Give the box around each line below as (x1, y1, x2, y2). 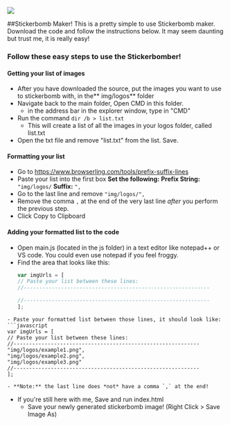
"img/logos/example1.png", (7, 346, 85, 353)
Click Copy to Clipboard (17, 212, 86, 220)
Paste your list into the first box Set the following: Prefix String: (17, 175, 201, 184)
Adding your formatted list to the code (7, 227, 120, 236)
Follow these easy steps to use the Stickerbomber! (7, 51, 182, 61)
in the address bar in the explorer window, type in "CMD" (27, 106, 191, 115)
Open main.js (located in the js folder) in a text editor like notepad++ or (17, 243, 220, 252)
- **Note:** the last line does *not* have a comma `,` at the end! (7, 383, 209, 390)
